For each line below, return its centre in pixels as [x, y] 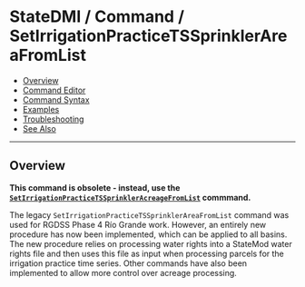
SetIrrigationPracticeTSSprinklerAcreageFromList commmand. [130, 197]
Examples [41, 109]
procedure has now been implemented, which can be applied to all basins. [148, 234]
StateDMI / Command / [97, 17]
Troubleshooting [53, 119]
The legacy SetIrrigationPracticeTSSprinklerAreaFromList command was [149, 214]
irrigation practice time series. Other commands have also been [128, 263]
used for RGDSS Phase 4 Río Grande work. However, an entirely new [138, 224]
